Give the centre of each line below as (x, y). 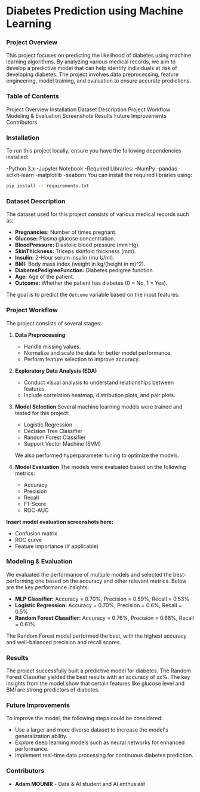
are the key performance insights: (48, 587)
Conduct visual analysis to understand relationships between (99, 382)
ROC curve (28, 540)
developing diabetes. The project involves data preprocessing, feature (93, 74)
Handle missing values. (52, 346)
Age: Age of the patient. (44, 277)
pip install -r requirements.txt (48, 186)
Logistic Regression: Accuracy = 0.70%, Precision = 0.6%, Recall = (98, 605)
